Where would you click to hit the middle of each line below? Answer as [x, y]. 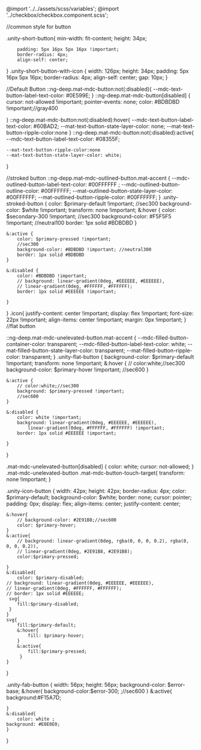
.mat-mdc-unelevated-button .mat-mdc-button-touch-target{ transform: [96, 473]
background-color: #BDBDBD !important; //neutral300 [84, 249]
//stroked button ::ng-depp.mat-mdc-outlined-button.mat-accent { [88, 178]
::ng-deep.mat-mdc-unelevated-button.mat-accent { [71, 338]
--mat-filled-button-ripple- [160, 350]
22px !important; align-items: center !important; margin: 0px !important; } [96, 320]
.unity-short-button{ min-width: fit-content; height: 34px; [76, 38]
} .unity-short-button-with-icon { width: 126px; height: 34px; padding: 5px [97, 71]
